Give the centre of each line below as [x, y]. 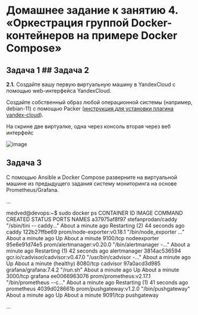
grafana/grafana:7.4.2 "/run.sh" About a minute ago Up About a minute [93, 270]
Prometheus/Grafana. [33, 190]
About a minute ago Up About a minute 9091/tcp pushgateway [82, 295]
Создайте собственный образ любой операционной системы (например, [100, 102]
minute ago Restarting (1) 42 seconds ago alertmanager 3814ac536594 [94, 251]
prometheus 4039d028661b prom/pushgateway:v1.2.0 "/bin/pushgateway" [98, 288]
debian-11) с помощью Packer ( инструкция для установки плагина [90, 108]
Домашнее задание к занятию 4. [92, 10]
